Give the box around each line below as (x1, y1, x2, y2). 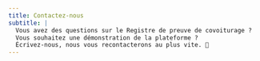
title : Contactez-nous (8, 11, 84, 20)
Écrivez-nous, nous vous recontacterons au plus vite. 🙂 (15, 41, 210, 49)
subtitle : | (8, 19, 48, 27)
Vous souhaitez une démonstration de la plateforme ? (15, 33, 198, 42)
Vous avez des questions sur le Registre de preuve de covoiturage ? (15, 26, 252, 34)
